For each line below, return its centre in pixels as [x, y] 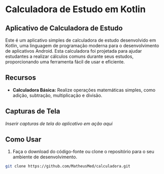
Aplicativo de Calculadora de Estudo [64, 28]
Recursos [21, 78]
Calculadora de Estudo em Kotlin [75, 9]
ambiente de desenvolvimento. [45, 157]
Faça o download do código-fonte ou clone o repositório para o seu [84, 152]
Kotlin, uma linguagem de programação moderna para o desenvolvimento [82, 46]
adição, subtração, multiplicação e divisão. [57, 95]
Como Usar [23, 140]
